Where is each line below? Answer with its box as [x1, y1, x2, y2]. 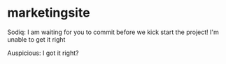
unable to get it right [7, 35, 66, 43]
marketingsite [7, 5, 90, 21]
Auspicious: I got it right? [7, 49, 79, 57]
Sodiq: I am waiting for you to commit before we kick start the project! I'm [7, 28, 219, 36]
